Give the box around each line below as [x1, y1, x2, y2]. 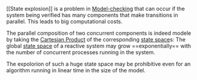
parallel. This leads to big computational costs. [6, 18, 123, 25]
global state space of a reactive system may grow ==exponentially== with [6, 42, 192, 49]
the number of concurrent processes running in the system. [6, 49, 156, 56]
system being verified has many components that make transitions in [6, 11, 178, 19]
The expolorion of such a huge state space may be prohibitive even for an [6, 60, 191, 67]
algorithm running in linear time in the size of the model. [6, 67, 145, 74]
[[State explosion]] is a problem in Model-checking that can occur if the [6, 5, 185, 12]
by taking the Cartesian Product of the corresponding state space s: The [6, 36, 186, 43]
